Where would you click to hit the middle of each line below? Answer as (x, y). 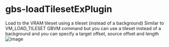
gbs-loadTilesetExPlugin (59, 9)
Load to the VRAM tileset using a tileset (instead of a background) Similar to (85, 23)
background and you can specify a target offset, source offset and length (82, 33)
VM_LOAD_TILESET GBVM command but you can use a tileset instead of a (83, 28)
